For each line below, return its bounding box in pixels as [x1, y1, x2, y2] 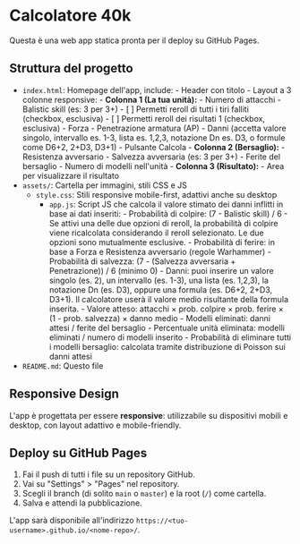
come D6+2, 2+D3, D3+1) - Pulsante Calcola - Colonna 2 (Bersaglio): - [21, 141, 286, 152]
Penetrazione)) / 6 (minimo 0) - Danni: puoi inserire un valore [48, 265, 275, 276]
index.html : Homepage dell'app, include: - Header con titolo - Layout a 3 [21, 84, 292, 95]
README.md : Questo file [21, 360, 104, 371]
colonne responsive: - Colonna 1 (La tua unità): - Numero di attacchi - [21, 94, 282, 105]
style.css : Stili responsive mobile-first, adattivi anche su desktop [35, 189, 278, 200]
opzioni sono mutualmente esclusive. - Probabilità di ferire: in [48, 236, 276, 247]
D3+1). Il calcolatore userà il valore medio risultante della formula [48, 293, 289, 304]
